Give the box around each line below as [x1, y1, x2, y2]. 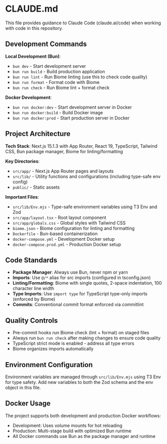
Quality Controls [5, 316, 58, 325]
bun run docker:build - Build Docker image [12, 109, 103, 115]
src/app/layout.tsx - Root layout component [12, 214, 106, 220]
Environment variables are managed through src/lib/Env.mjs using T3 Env [5, 374, 161, 380]
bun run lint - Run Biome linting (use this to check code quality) [12, 74, 148, 80]
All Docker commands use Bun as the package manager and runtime [12, 433, 155, 439]
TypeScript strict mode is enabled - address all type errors [12, 340, 135, 346]
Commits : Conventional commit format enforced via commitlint [12, 301, 144, 307]
